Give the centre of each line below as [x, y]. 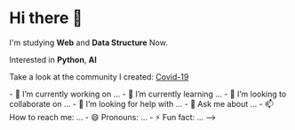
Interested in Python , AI [53, 59]
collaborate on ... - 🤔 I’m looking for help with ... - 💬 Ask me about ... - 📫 [141, 103]
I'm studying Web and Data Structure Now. [89, 42]
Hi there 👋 [46, 18]
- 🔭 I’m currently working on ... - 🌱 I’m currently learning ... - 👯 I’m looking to [148, 94]
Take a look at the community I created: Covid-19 [99, 76]
